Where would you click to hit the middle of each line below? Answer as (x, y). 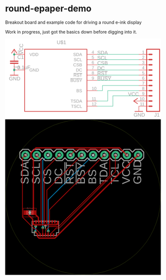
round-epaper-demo (48, 9)
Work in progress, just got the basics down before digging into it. (71, 32)
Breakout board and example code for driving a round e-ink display (73, 22)
